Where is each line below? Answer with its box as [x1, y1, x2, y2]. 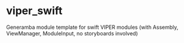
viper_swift [6, 4, 63, 18]
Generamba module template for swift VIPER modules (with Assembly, [6, 24, 179, 31]
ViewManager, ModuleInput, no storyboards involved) [6, 29, 138, 37]
